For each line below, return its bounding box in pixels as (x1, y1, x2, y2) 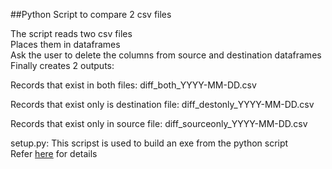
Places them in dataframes (10, 39, 121, 50)
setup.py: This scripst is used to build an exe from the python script (10, 137, 289, 149)
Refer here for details (10, 148, 98, 159)
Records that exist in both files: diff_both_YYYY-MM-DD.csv (10, 79, 257, 91)
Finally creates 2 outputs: (10, 60, 115, 71)
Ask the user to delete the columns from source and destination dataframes (10, 49, 322, 61)
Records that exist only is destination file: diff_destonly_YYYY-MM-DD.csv (10, 99, 315, 110)
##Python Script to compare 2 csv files (10, 9, 172, 20)
